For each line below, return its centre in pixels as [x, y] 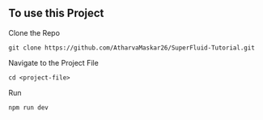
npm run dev [28, 107]
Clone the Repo [34, 32]
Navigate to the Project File [53, 62]
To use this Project [56, 13]
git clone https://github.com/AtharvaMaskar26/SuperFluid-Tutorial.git [131, 48]
